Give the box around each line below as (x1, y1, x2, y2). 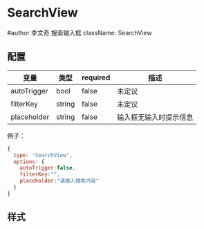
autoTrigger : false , (19, 165, 76, 172)
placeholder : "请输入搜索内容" (19, 178, 100, 185)
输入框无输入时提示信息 (116, 112, 194, 122)
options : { (13, 158, 45, 165)
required (82, 73, 111, 82)
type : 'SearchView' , (13, 152, 73, 158)
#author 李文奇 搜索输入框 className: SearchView (7, 28, 152, 37)
